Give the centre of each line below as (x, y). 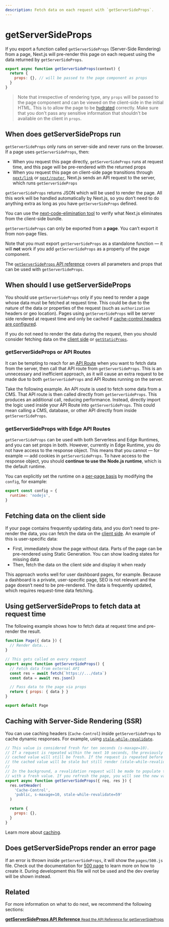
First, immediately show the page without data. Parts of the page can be (87, 548)
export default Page (27, 706)
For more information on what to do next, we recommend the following (78, 904)
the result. (30, 632)
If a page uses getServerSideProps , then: (47, 152)
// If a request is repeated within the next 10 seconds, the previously (84, 753)
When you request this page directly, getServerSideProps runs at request (88, 161)
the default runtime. (26, 467)
